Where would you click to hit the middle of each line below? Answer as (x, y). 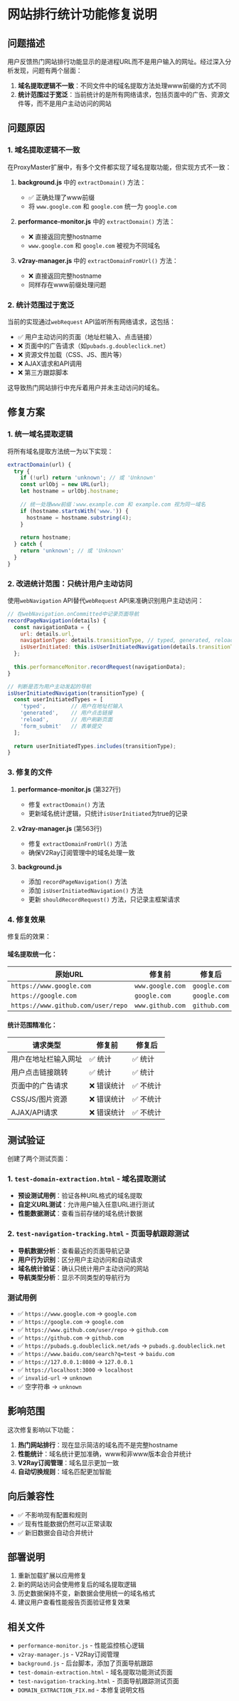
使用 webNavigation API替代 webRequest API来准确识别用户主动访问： (106, 600)
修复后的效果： (29, 936)
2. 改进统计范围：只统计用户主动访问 (70, 584)
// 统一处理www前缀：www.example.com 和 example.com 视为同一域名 (113, 504)
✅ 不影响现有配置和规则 (52, 1514)
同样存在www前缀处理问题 (67, 284)
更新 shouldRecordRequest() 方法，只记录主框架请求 (104, 899)
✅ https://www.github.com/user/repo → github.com (93, 1330)
